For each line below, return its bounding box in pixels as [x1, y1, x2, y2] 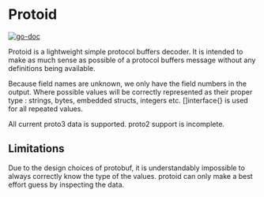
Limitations [8, 142, 65, 155]
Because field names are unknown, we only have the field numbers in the [8, 79, 247, 88]
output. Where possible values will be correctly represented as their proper [8, 87, 253, 96]
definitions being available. [8, 63, 96, 72]
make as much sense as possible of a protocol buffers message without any [8, 55, 256, 65]
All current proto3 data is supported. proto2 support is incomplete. [8, 119, 225, 128]
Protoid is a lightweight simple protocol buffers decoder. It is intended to [8, 46, 243, 56]
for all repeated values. [8, 104, 83, 113]
